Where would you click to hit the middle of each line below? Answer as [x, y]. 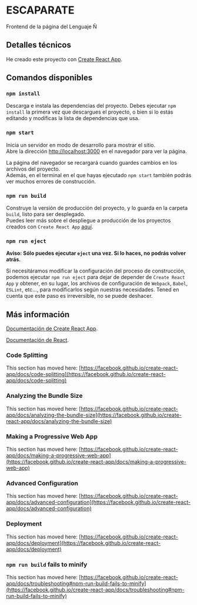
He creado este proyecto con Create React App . [64, 59]
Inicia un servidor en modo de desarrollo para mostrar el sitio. [81, 145]
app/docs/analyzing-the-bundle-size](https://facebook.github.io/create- [94, 415]
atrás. [14, 260]
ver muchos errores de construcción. [51, 181]
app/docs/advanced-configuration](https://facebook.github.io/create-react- [98, 502]
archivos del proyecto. [33, 169]
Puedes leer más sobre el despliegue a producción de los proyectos [89, 221]
